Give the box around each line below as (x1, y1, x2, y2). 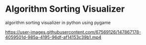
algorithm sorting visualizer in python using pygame (5, 20, 111, 25)
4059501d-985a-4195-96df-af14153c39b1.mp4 (5, 34, 101, 40)
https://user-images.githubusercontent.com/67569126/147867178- (5, 29, 141, 35)
